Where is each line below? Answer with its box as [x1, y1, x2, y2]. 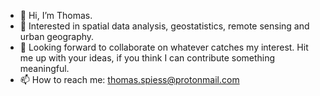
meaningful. [19, 63, 70, 74]
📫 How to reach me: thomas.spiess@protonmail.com [19, 74, 240, 85]
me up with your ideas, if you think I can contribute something [19, 52, 276, 64]
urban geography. [19, 31, 95, 42]
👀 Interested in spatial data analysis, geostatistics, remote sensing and [19, 20, 310, 32]
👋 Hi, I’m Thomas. [19, 10, 93, 21]
